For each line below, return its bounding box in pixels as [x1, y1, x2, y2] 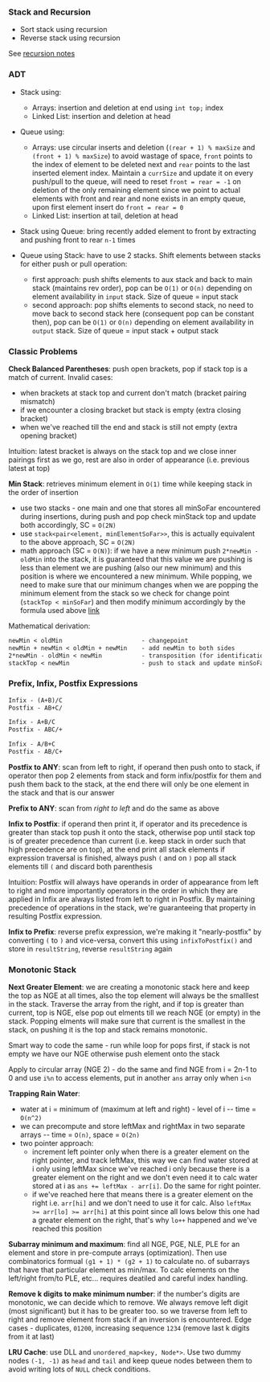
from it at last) [8, 1332, 55, 1342]
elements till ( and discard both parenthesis [8, 861, 153, 871]
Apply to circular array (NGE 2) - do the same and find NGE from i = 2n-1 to [8, 1065, 257, 1074]
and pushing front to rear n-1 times [19, 235, 136, 244]
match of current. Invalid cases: [8, 372, 113, 382]
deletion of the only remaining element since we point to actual [31, 185, 241, 194]
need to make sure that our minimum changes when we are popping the [19, 579, 259, 589]
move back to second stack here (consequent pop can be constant [31, 309, 255, 318]
